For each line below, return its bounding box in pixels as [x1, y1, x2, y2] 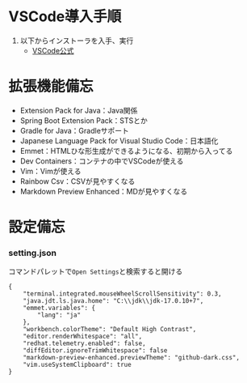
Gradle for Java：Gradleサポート [19, 126, 129, 135]
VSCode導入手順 [8, 7, 122, 26]
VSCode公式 [31, 45, 74, 55]
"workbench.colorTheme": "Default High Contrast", [23, 326, 197, 334]
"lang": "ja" [37, 311, 82, 320]
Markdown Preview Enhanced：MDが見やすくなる [19, 186, 188, 196]
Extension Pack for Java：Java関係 [19, 105, 138, 115]
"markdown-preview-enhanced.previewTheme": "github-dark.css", [23, 354, 241, 362]
